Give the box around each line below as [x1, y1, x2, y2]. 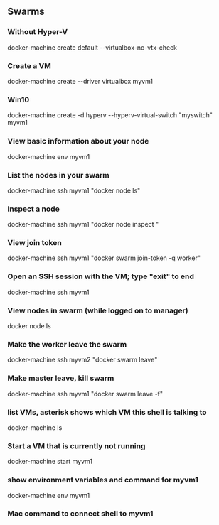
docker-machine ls [7, 423, 63, 432]
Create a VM [7, 60, 52, 70]
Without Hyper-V [7, 27, 68, 37]
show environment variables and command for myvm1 [7, 475, 199, 485]
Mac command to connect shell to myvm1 [7, 509, 154, 519]
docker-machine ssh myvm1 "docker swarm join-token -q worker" [7, 254, 201, 262]
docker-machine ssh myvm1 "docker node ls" [7, 186, 141, 195]
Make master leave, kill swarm [7, 373, 114, 383]
